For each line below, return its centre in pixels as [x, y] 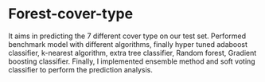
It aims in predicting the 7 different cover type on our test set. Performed [127, 36]
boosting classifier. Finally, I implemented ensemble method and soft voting [132, 61]
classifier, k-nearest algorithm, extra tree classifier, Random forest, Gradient [132, 53]
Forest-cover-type [71, 14]
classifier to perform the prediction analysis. [81, 69]
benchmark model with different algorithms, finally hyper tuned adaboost [128, 44]
